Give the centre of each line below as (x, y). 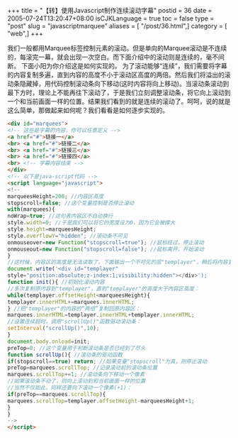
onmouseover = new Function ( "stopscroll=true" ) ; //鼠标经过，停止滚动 (106, 242)
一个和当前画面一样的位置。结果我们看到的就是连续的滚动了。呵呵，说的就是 (119, 101)
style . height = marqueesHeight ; (52, 229)
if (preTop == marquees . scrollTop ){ (57, 394)
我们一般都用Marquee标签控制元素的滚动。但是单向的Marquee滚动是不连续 (117, 48)
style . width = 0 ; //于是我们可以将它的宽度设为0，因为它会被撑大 (91, 223)
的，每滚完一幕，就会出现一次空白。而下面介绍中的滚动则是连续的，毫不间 (116, 57)
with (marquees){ (31, 209)
